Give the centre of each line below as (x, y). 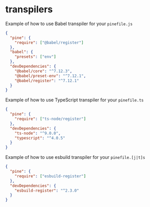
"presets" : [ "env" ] (35, 57)
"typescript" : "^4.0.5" (40, 138)
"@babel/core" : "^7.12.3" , (43, 71)
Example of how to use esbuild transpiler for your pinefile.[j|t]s (75, 157)
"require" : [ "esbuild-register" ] (50, 176)
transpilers (29, 9)
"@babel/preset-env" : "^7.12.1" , (50, 76)
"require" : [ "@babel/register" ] (49, 43)
